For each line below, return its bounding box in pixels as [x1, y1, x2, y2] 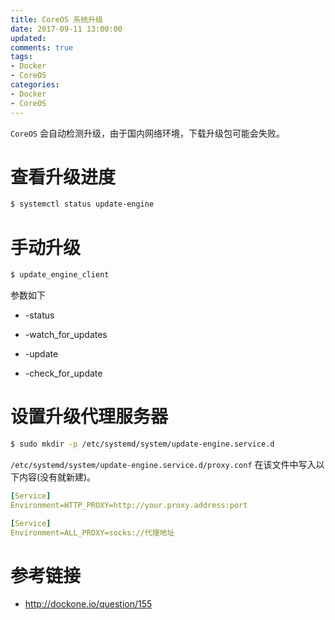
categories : [10, 80, 60, 90]
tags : [10, 52, 33, 62]
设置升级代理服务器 [10, 406, 169, 428]
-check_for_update [24, 367, 103, 380]
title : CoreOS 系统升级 [10, 14, 103, 25]
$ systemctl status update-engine [10, 199, 155, 210]
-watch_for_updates [24, 329, 108, 341]
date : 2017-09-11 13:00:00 [10, 24, 123, 34]
